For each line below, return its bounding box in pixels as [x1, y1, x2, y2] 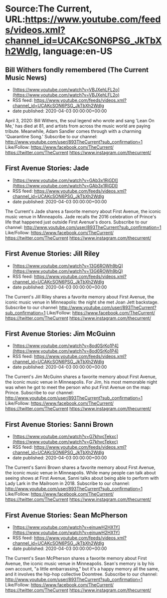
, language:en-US [38, 46, 113, 57]
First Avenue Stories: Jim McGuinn [5, 330, 116, 338]
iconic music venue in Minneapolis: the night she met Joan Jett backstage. [5, 299, 159, 305]
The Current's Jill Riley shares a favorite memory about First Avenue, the [5, 293, 155, 300]
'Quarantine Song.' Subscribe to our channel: [5, 134, 98, 139]
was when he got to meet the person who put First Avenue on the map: [5, 384, 151, 391]
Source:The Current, [5, 3, 92, 15]
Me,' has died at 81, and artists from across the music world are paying [5, 123, 151, 129]
